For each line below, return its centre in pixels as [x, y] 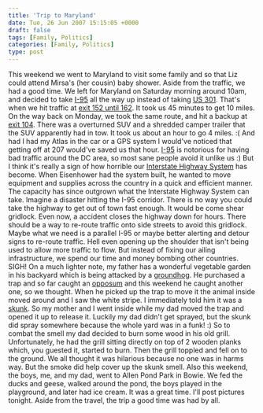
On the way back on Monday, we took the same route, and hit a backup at [128, 116]
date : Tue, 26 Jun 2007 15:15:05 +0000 [74, 23]
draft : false [30, 30]
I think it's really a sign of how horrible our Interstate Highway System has [128, 166]
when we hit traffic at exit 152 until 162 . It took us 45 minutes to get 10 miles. [131, 108]
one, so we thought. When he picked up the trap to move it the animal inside [132, 291]
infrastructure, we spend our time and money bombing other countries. [123, 258]
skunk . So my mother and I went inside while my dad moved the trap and [126, 308]
